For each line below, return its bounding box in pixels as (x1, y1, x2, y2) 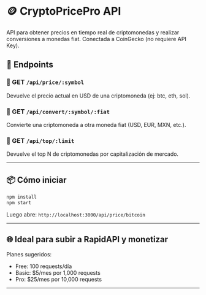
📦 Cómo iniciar (6, 175, 67, 185)
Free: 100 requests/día (15, 262, 72, 270)
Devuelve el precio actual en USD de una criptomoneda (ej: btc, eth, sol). (6, 92, 191, 99)
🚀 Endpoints (6, 59, 54, 70)
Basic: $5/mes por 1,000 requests (15, 269, 101, 276)
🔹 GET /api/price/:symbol (6, 78, 85, 86)
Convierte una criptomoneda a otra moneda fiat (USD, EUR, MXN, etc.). (6, 121, 186, 128)
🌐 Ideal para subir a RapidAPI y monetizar (6, 234, 169, 245)
